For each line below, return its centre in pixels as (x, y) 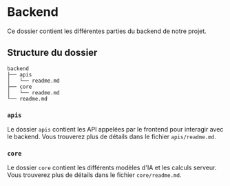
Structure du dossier (52, 53)
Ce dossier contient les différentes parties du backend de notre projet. (107, 31)
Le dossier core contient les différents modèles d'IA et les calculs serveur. (112, 168)
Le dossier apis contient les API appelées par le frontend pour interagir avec (115, 130)
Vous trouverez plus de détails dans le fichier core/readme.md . (94, 175)
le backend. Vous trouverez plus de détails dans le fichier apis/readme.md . (112, 137)
